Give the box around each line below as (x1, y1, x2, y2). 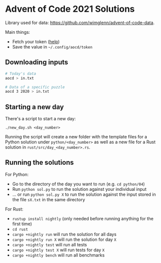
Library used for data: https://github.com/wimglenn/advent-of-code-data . (5, 20, 155, 26)
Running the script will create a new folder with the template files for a (5, 134, 147, 140)
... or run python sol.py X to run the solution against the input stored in (12, 191, 156, 197)
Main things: (5, 29, 31, 35)
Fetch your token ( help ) (12, 38, 60, 45)
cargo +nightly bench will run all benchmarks (12, 252, 105, 258)
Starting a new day (5, 103, 64, 111)
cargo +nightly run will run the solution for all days (12, 231, 117, 237)
